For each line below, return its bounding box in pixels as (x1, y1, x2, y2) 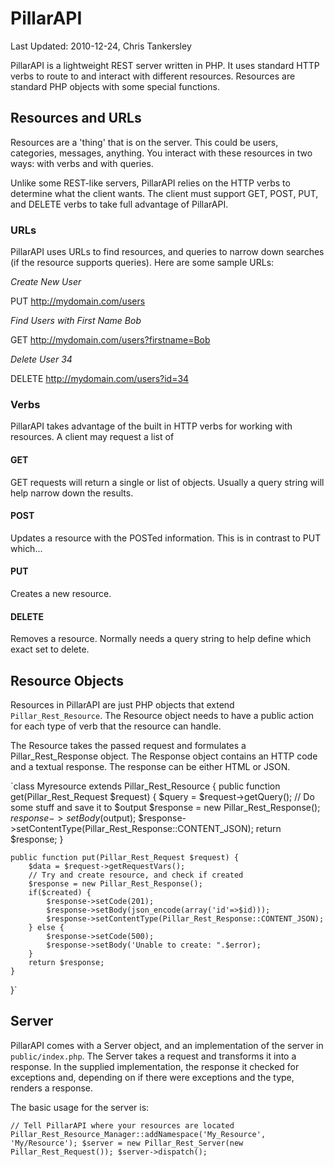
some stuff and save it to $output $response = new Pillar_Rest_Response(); (10, 801, 321, 813)
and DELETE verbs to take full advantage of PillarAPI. (10, 198, 229, 210)
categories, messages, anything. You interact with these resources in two (10, 147, 313, 159)
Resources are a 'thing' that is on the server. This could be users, (10, 136, 279, 148)
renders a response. (10, 1082, 94, 1094)
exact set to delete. (10, 643, 90, 656)
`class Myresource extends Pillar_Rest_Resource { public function (10, 780, 281, 792)
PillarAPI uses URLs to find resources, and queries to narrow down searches (10, 246, 325, 258)
